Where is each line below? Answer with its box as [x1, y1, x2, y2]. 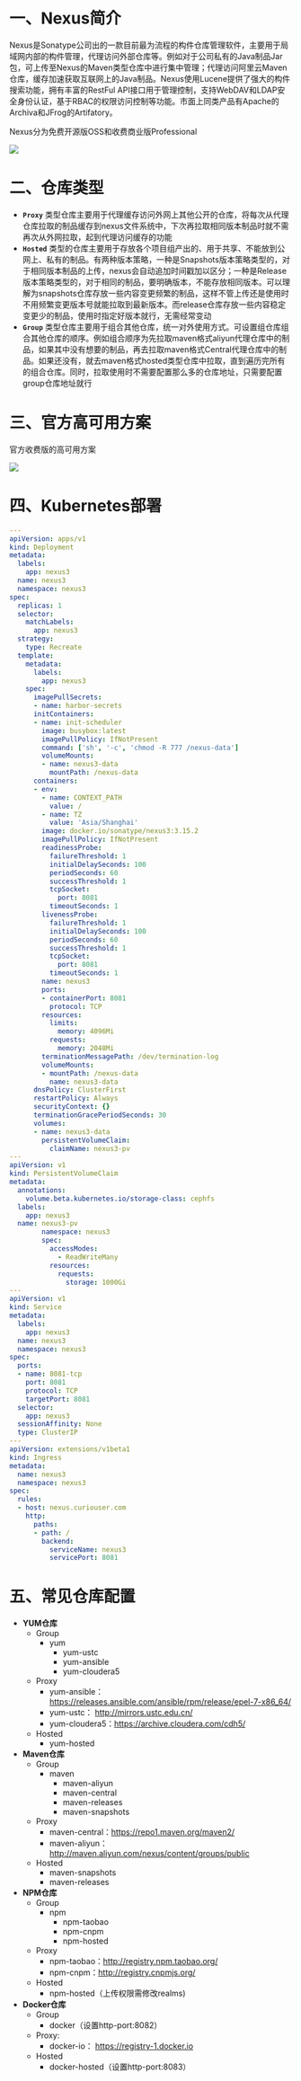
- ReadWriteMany [57, 1253, 119, 1262]
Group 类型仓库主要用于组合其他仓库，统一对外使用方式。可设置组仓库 [22, 321, 281, 332]
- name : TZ [41, 810, 83, 819]
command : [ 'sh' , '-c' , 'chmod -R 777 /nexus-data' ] [41, 743, 240, 752]
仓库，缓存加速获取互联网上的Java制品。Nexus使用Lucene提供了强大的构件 [9, 73, 290, 84]
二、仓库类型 [9, 178, 105, 199]
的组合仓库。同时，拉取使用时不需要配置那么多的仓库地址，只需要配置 [22, 366, 283, 377]
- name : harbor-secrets [32, 702, 123, 711]
